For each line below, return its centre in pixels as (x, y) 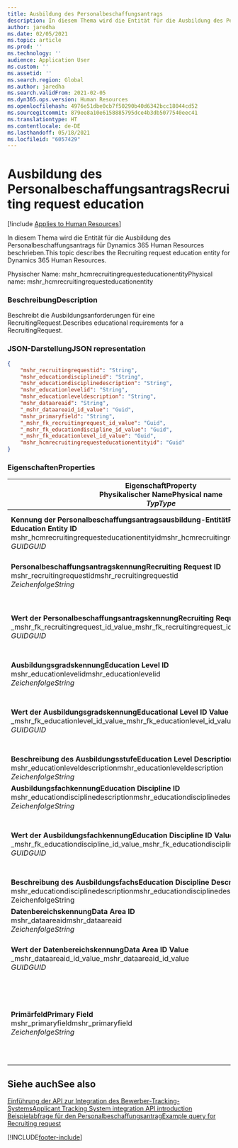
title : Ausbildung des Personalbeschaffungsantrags (85, 14)
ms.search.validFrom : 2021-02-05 (57, 93)
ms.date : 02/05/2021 (38, 34)
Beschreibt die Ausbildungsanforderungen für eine (81, 316)
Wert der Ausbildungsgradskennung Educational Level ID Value (120, 712)
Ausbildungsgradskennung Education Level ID (90, 665)
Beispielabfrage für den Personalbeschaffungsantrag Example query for (112, 1116)
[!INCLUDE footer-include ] (45, 1137)
